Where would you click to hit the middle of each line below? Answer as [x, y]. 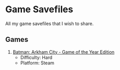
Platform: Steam [37, 63]
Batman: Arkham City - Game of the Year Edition [64, 52]
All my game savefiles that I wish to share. [50, 24]
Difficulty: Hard [36, 57]
